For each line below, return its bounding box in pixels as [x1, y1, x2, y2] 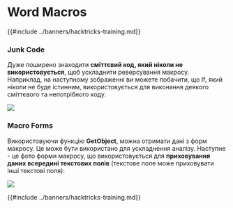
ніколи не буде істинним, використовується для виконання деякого [7, 83, 209, 91]
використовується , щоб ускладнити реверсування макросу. [7, 68, 190, 77]
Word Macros [7, 4, 87, 20]
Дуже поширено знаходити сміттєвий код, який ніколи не [7, 61, 183, 69]
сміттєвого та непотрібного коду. [7, 90, 107, 98]
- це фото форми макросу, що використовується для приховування [7, 151, 211, 160]
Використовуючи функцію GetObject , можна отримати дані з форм [7, 137, 208, 145]
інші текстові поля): [7, 166, 65, 174]
